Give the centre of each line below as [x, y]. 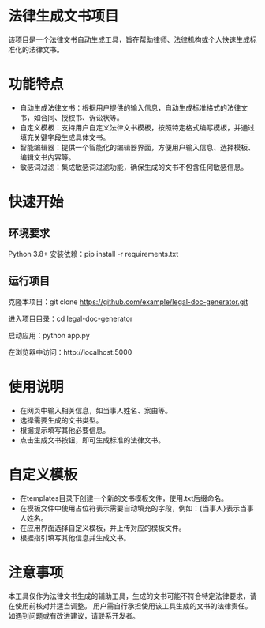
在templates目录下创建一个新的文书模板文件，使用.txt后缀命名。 [124, 498]
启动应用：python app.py [49, 335]
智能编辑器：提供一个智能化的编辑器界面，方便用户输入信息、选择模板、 [137, 147]
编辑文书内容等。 [47, 157]
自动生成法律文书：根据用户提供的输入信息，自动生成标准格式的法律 [130, 107]
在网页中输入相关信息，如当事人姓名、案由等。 [95, 410]
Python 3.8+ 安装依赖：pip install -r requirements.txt [93, 254]
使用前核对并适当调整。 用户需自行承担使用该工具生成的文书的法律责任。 [133, 606]
